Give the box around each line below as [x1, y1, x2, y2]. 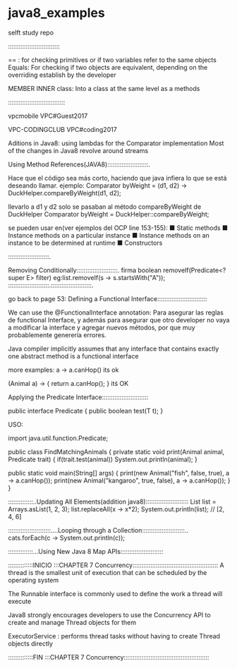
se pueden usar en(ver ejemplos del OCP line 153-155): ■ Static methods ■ [8, 224, 229, 232]
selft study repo [8, 28, 54, 37]
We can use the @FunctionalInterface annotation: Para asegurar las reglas [8, 308, 224, 317]
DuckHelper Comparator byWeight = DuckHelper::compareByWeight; [8, 209, 209, 218]
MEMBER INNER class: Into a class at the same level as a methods [8, 84, 200, 92]
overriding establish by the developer [8, 71, 117, 79]
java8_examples [8, 5, 105, 21]
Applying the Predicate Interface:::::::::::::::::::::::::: [8, 393, 149, 401]
